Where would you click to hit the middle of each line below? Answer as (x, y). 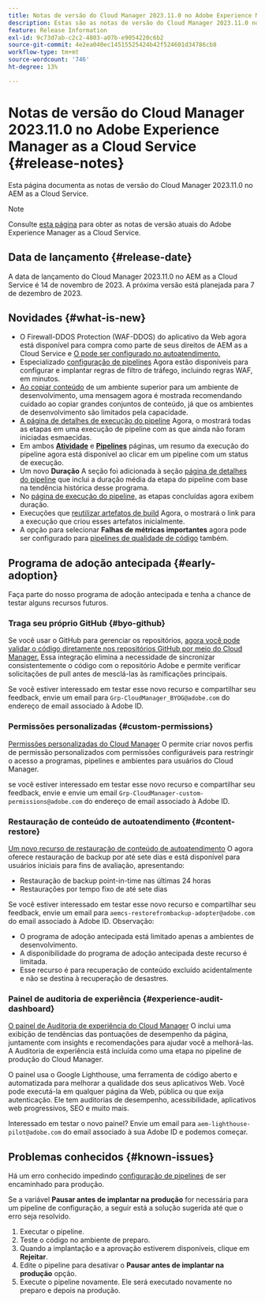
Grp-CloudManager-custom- (161, 793)
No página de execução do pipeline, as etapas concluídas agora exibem (136, 496)
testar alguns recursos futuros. (58, 603)
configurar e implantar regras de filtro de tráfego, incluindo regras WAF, (136, 370)
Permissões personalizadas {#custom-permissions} (111, 727)
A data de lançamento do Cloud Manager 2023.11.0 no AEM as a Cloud (123, 276)
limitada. (34, 962)
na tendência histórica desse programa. (84, 488)
